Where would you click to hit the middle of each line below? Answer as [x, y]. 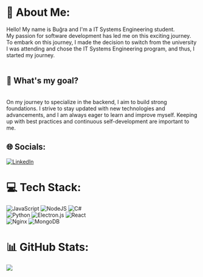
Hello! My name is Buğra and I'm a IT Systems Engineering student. [91, 29]
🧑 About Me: [38, 12]
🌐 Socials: [26, 147]
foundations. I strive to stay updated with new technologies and [86, 108]
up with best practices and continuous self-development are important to [98, 121]
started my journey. [31, 55]
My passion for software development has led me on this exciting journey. [99, 35]
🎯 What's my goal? [43, 81]
